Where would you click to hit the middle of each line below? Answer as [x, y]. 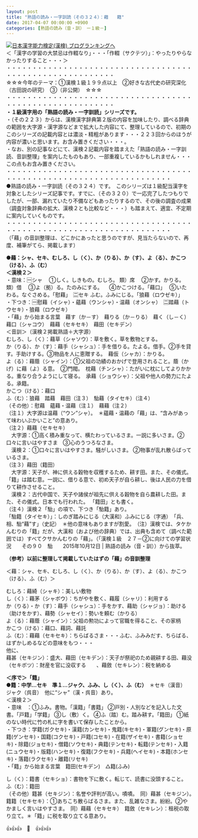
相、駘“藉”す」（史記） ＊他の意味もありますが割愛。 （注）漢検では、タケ [96, 524]
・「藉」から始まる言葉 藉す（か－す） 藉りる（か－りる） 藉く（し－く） [96, 317]
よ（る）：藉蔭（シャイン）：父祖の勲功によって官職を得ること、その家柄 [94, 621]
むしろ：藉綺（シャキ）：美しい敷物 [49, 591]
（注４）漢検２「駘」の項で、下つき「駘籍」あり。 [68, 509]
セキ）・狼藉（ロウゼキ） [41, 310]
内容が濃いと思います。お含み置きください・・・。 [68, 142]
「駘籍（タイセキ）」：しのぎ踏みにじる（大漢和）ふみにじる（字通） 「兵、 [96, 517]
